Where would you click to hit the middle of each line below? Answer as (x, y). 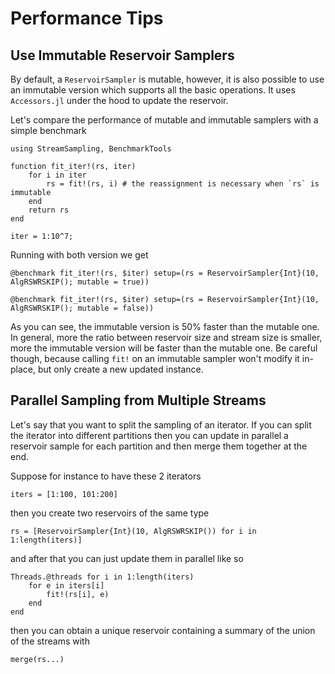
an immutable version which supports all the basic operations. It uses (153, 90)
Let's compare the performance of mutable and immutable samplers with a (164, 120)
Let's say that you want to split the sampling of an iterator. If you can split (161, 424)
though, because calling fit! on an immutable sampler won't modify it (155, 358)
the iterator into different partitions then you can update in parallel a (149, 435)
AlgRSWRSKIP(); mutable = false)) (82, 308)
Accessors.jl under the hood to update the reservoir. (119, 100)
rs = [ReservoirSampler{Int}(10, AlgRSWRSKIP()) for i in (133, 531)
